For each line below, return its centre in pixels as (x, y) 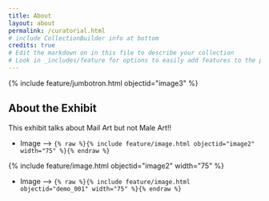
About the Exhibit (53, 109)
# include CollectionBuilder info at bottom (84, 38)
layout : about (32, 23)
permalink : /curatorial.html (57, 30)
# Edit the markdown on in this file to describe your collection (121, 53)
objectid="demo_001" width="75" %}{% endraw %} (100, 189)
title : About (30, 16)
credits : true (32, 46)
